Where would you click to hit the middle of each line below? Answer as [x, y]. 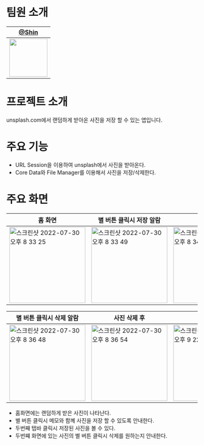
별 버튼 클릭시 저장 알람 [129, 220]
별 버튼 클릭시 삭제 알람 [47, 318]
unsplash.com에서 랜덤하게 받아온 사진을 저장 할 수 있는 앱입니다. [84, 120]
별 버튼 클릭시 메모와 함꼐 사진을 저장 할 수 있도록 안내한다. [85, 420]
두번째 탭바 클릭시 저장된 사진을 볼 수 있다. [65, 428]
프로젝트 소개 [37, 102]
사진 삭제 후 [129, 318]
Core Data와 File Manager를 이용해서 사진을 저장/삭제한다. [85, 172]
